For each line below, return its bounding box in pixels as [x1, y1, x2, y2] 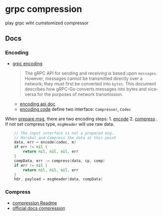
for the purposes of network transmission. [37, 91, 123, 97]
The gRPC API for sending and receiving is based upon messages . [24, 70, 158, 76]
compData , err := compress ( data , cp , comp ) [14, 158, 106, 163]
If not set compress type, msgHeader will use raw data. [5, 121, 114, 127]
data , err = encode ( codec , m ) [14, 140, 77, 145]
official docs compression [12, 205, 65, 211]
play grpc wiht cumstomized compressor [5, 20, 89, 26]
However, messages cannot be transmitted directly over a [24, 75, 143, 81]
